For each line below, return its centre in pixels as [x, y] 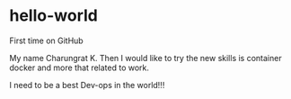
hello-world [54, 16]
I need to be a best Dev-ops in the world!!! [87, 85]
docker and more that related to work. [79, 67]
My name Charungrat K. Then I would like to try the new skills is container [145, 58]
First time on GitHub [46, 40]
